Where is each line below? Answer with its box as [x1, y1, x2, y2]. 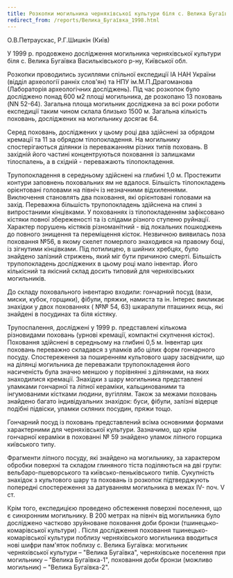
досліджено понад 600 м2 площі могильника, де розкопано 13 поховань [7, 92, 223, 101]
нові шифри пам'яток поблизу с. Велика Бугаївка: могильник [7, 540, 188, 549]
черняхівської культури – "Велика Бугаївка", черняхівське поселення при [7, 548, 226, 556]
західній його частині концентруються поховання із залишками [7, 150, 196, 158]
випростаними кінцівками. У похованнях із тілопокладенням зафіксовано [7, 208, 225, 216]
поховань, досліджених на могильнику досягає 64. [7, 114, 159, 122]
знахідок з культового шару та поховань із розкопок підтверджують [7, 475, 209, 484]
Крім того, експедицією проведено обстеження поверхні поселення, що [7, 504, 223, 512]
